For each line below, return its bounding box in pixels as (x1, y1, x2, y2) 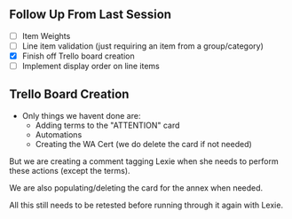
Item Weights (21, 30, 71, 41)
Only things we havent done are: (21, 110, 141, 121)
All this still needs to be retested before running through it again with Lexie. (9, 199, 284, 210)
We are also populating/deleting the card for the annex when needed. (9, 182, 264, 193)
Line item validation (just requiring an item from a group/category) (21, 40, 264, 51)
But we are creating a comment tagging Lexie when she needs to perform (9, 155, 279, 167)
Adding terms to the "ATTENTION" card (35, 120, 180, 130)
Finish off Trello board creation (21, 51, 135, 61)
